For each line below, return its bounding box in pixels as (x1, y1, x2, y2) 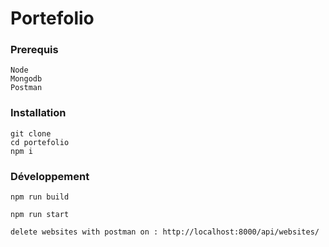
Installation (10, 106, 67, 120)
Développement (10, 169, 90, 183)
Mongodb (10, 74, 43, 84)
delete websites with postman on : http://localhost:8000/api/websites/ (10, 227, 320, 237)
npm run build (10, 192, 70, 202)
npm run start (10, 210, 70, 220)
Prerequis (10, 43, 59, 57)
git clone (10, 128, 52, 139)
